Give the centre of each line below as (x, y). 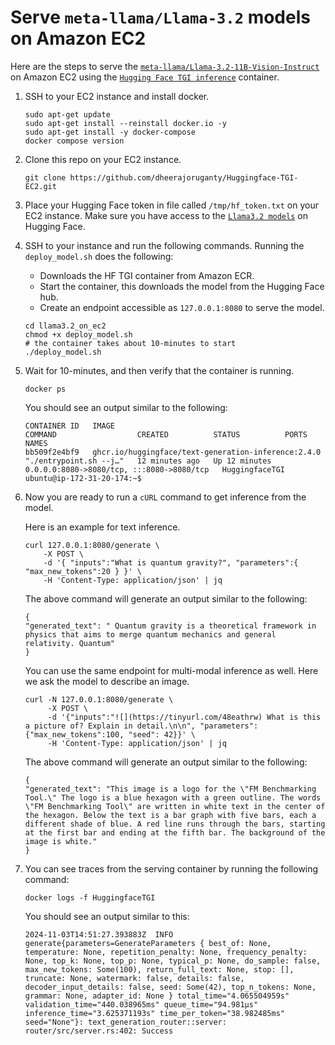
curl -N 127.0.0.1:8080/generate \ (99, 699)
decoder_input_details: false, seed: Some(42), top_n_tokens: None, (170, 987)
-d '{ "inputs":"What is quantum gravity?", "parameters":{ (171, 562)
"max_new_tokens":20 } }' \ (83, 571)
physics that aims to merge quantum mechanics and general (150, 634)
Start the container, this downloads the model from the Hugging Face (182, 286)
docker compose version (74, 141)
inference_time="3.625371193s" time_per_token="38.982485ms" (155, 1013)
